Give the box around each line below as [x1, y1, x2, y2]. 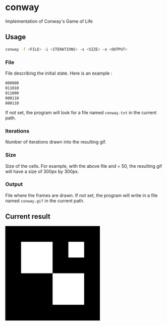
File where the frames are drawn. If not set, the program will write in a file [5, 192, 158, 198]
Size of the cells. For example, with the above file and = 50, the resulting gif [5, 163, 162, 169]
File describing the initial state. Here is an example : [5, 70, 113, 76]
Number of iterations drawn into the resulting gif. [5, 139, 107, 145]
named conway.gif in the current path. [5, 198, 85, 204]
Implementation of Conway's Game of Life [5, 18, 93, 24]
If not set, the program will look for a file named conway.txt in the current [5, 109, 157, 115]
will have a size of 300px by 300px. [5, 168, 79, 174]
